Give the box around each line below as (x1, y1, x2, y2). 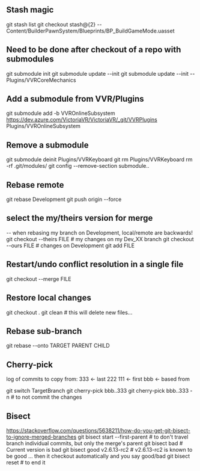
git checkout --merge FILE (6, 275, 71, 282)
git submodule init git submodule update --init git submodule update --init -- (6, 70, 195, 77)
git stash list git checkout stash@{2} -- (6, 20, 102, 28)
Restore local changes (6, 293, 91, 303)
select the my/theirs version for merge (6, 213, 153, 223)
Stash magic (6, 5, 54, 15)
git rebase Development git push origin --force (6, 195, 122, 203)
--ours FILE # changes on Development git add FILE (6, 242, 135, 249)
